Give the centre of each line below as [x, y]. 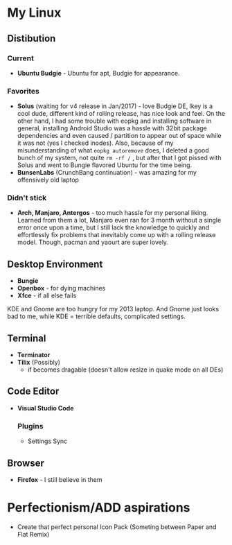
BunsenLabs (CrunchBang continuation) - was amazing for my [107, 173]
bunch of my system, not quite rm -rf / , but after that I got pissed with [119, 158]
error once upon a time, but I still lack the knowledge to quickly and [113, 227]
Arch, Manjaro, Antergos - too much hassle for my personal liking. [113, 213]
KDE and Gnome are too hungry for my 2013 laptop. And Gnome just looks [113, 309]
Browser [26, 463]
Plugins [30, 426]
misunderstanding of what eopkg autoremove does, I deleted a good [113, 150]
